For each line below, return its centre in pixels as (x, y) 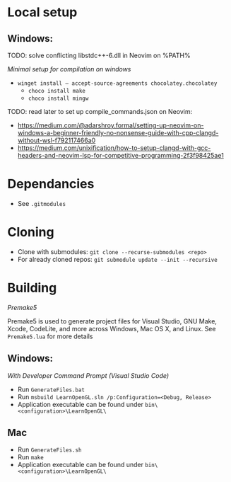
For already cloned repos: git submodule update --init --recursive (117, 259)
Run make (30, 457)
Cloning (31, 233)
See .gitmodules (41, 203)
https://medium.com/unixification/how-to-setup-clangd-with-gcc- (114, 148)
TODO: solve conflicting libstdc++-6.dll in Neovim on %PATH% (99, 55)
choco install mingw (58, 98)
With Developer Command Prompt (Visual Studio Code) (88, 375)
